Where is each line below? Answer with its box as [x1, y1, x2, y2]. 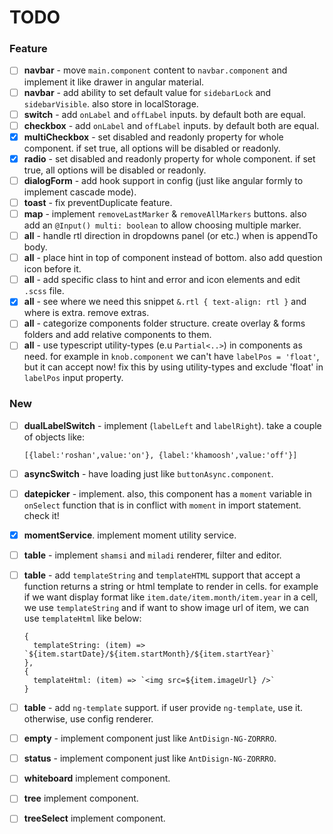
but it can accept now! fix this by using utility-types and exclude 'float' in [23, 361, 324, 373]
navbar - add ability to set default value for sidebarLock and [23, 86, 272, 98]
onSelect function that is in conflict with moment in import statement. [23, 499, 302, 511]
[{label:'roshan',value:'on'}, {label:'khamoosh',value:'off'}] [23, 450, 298, 460]
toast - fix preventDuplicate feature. [23, 196, 173, 208]
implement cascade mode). [23, 186, 137, 198]
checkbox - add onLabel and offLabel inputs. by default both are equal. [23, 119, 320, 131]
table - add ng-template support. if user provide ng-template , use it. [23, 702, 303, 714]
